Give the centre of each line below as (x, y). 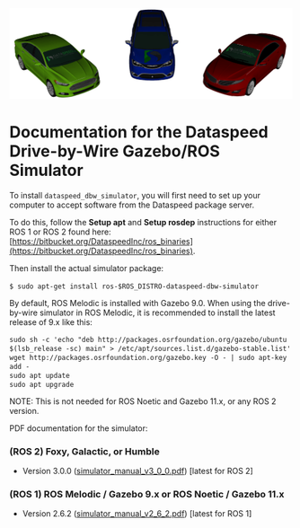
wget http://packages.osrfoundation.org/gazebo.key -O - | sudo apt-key (148, 357)
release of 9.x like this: (51, 321)
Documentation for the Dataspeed (139, 132)
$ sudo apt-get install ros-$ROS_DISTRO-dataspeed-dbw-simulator (134, 286)
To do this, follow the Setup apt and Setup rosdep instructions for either (143, 222)
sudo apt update (40, 375)
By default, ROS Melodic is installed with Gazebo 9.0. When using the (138, 303)
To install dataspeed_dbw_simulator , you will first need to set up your (135, 195)
